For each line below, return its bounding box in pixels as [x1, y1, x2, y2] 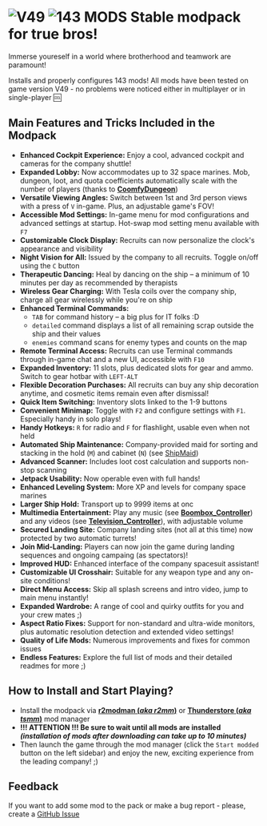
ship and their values [31, 328, 102, 338]
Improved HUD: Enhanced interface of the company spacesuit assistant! [19, 558, 260, 568]
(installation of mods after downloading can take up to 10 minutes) [19, 731, 247, 740]
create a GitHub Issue [8, 809, 80, 819]
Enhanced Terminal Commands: [19, 303, 130, 312]
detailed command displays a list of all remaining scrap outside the [31, 320, 254, 330]
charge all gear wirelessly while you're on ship [19, 295, 173, 304]
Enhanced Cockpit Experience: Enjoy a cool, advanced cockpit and [19, 150, 245, 159]
